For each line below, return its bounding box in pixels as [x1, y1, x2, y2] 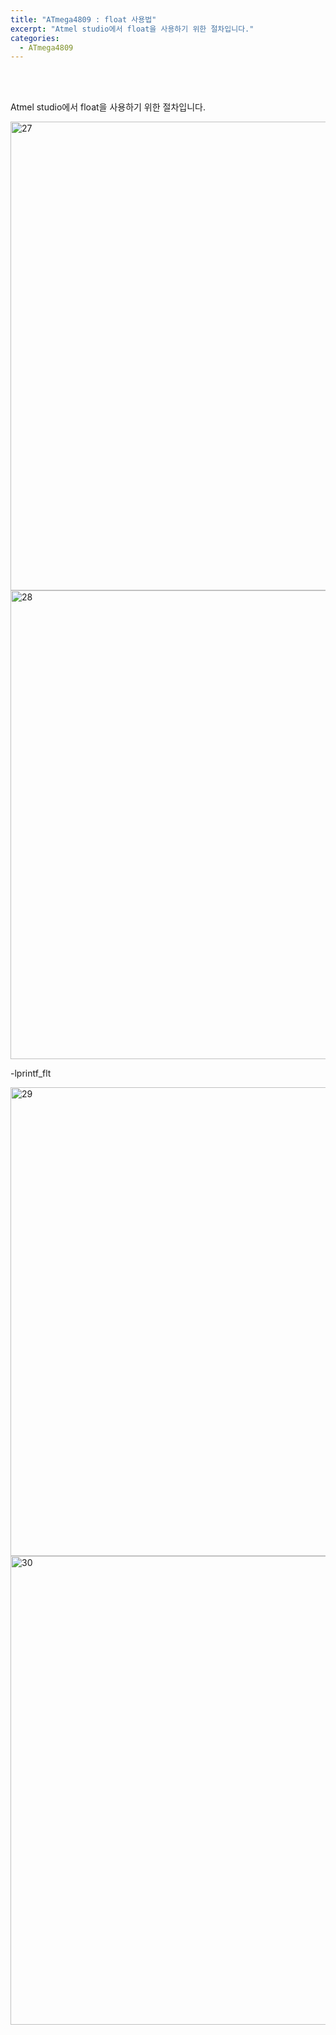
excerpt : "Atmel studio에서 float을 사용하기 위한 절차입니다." [10, 24, 255, 34]
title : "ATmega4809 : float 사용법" [10, 14, 157, 25]
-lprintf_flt [10, 1067, 52, 1080]
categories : [10, 33, 60, 43]
